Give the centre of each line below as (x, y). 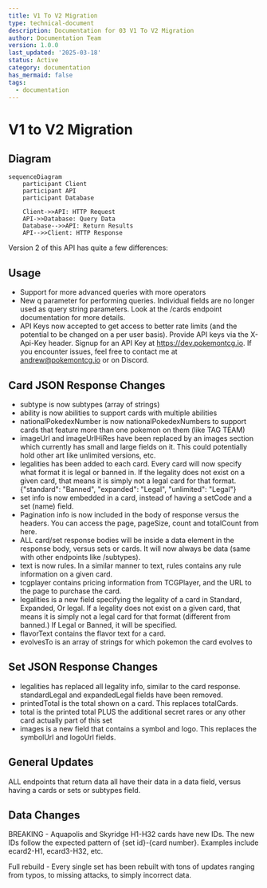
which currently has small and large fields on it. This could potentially (133, 447)
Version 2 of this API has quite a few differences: (88, 248)
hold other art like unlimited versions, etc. (88, 455)
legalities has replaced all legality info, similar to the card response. (130, 686)
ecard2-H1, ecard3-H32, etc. (56, 851)
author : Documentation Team (55, 38)
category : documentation (49, 68)
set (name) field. (47, 506)
